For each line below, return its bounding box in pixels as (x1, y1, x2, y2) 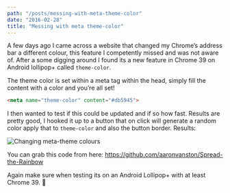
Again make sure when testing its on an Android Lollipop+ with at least (7, 171, 206, 179)
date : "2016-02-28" (7, 16, 63, 23)
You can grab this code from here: (7, 151, 104, 159)
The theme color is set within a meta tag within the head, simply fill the (7, 77, 207, 85)
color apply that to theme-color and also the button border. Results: (7, 124, 196, 132)
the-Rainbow (7, 158, 44, 166)
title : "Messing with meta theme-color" (7, 23, 125, 29)
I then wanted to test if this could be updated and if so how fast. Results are (7, 110, 220, 118)
